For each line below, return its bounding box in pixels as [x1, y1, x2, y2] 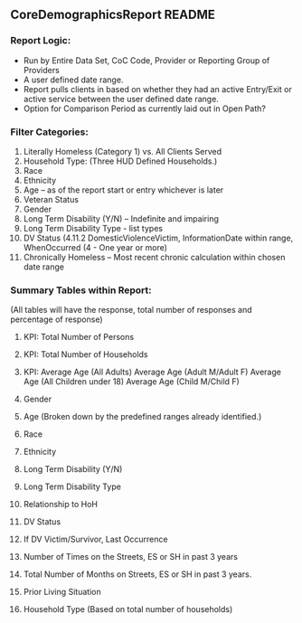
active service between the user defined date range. [23, 93, 220, 104]
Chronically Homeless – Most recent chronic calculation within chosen [23, 251, 286, 262]
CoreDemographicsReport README [10, 7, 216, 23]
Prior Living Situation [23, 587, 102, 598]
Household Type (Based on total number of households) [23, 604, 233, 615]
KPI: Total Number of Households [23, 349, 148, 360]
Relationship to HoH [23, 499, 99, 510]
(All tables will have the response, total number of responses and [10, 305, 252, 316]
